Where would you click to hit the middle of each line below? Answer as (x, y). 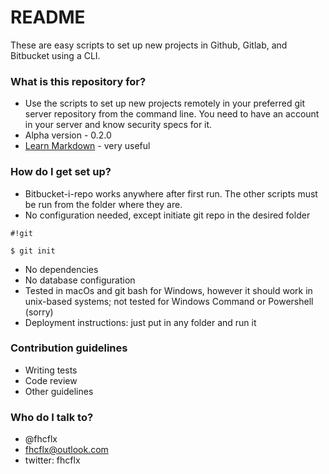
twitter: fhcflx (52, 460)
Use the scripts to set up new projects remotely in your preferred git (164, 103)
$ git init (33, 251)
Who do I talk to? (52, 417)
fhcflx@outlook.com (66, 450)
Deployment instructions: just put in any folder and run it (140, 322)
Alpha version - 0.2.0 (68, 135)
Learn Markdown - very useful (87, 146)
